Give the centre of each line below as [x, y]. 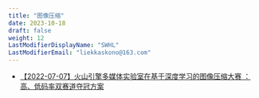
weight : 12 [26, 38]
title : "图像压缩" [37, 16]
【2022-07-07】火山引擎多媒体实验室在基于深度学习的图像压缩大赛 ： [135, 76]
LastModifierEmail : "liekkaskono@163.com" [80, 53]
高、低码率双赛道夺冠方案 [62, 86]
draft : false [30, 30]
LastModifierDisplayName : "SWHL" [64, 45]
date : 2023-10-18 [37, 23]
